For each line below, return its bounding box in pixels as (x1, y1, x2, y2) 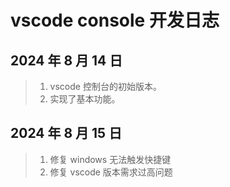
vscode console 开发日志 (10, 9, 220, 32)
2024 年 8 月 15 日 (10, 125, 123, 142)
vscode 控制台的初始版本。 (49, 81, 162, 92)
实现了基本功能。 (49, 93, 121, 105)
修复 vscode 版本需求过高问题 (49, 166, 173, 178)
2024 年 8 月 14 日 (10, 52, 123, 69)
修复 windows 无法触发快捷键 (49, 153, 172, 165)
